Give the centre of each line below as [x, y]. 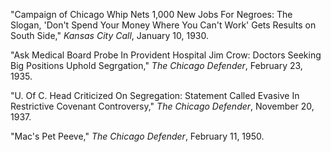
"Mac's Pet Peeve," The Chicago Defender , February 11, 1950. [137, 136]
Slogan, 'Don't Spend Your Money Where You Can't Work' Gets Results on [163, 25]
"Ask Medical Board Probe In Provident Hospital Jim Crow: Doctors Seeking [166, 55]
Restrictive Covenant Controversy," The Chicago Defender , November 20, [162, 106]
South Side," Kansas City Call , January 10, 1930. [110, 35]
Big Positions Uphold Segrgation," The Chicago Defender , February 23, [156, 65]
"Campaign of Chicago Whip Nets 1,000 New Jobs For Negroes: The [151, 14]
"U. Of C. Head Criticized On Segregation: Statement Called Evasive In [155, 95]
